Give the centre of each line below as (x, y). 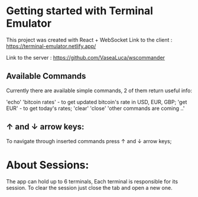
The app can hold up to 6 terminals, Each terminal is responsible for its (92, 181)
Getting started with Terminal (80, 11)
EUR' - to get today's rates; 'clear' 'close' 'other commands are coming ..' (95, 108)
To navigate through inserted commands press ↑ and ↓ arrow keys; (89, 141)
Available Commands (46, 76)
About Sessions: (48, 165)
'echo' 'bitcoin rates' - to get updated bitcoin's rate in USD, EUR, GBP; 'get (97, 102)
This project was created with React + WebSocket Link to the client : (89, 40)
